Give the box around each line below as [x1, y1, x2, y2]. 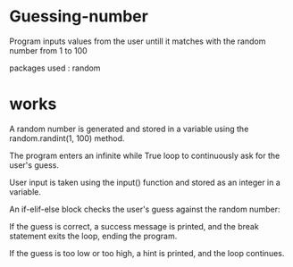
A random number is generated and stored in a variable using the [9, 123, 249, 134]
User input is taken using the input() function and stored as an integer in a [9, 177, 281, 188]
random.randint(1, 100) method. [9, 132, 125, 144]
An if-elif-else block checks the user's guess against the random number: [9, 204, 280, 214]
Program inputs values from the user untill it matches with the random [9, 36, 266, 46]
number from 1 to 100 [9, 45, 88, 55]
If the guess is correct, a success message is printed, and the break [9, 221, 259, 231]
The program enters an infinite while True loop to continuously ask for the [9, 150, 280, 161]
